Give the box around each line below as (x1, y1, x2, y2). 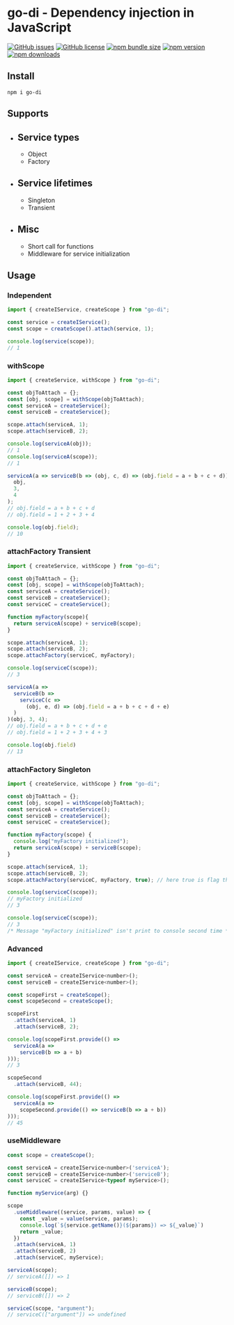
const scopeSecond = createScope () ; (7, 998, 114, 1005)
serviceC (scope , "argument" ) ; (7, 1305, 95, 1312)
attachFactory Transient (7, 547, 91, 557)
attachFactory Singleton (7, 764, 91, 774)
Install (7, 70, 35, 82)
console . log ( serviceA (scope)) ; (7, 453, 98, 460)
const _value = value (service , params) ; (19, 1215, 139, 1222)
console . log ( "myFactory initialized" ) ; (13, 838, 130, 845)
